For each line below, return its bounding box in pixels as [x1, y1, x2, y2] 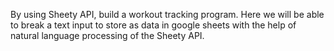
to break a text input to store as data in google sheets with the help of [10, 19, 297, 31]
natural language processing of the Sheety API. [10, 30, 205, 41]
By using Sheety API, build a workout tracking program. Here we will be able [10, 9, 325, 20]
